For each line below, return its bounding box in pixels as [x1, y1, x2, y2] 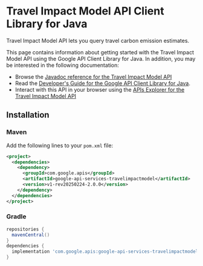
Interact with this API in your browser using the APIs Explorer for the [14, 86, 185, 93]
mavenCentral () [11, 232, 50, 238]
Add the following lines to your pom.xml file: [6, 142, 114, 149]
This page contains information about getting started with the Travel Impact [6, 48, 195, 55]
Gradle [6, 212, 27, 221]
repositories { [6, 226, 45, 232]
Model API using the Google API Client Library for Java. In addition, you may [6, 55, 196, 62]
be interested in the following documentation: [6, 62, 120, 69]
